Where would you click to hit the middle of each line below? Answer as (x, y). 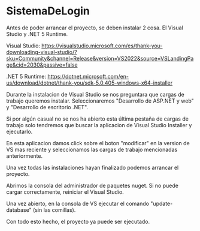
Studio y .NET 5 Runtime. (37, 34)
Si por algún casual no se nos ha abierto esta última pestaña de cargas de (97, 119)
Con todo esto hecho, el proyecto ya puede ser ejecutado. (78, 221)
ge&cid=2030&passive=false (42, 65)
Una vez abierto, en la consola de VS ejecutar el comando (78, 203)
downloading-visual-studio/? (42, 52)
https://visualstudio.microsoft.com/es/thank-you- (102, 46)
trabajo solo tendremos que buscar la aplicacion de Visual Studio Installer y (99, 125)
